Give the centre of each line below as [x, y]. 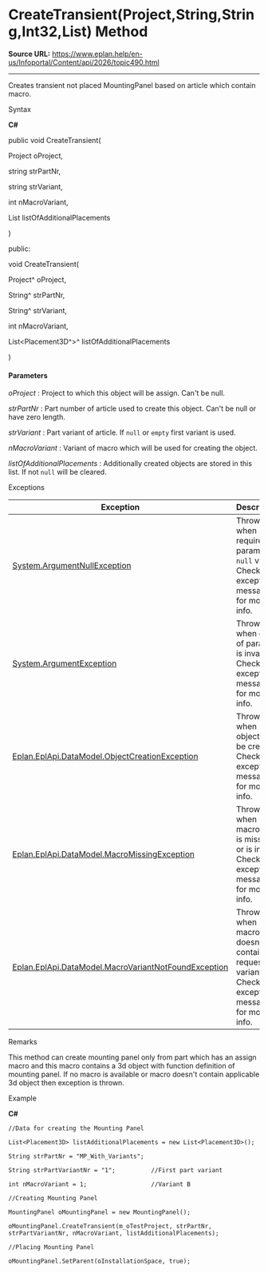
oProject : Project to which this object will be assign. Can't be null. [117, 393]
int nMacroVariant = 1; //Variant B [100, 1184]
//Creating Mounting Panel [53, 1199]
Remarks [23, 1042]
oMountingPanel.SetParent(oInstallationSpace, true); [100, 1261]
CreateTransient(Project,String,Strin [132, 15]
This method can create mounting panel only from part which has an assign [132, 1057]
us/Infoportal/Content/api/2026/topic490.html [84, 62]
